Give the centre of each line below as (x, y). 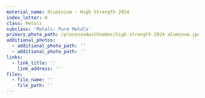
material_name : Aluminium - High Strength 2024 (68, 12)
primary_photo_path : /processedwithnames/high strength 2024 (86, 35)
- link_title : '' (34, 63)
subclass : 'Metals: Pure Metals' (49, 29)
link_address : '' (39, 68)
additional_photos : (31, 40)
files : (15, 74)
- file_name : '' (32, 80)
